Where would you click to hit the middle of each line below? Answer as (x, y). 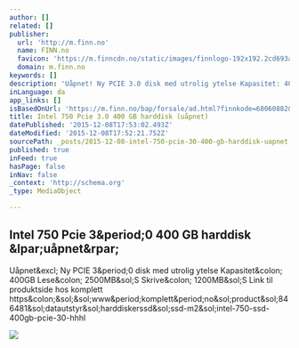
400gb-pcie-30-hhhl (48, 318)
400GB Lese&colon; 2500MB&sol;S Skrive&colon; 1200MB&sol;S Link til (141, 279)
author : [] (29, 17)
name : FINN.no (43, 51)
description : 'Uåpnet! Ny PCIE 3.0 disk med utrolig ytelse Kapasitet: (145, 84)
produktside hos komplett (56, 289)
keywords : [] (33, 76)
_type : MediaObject (45, 191)
